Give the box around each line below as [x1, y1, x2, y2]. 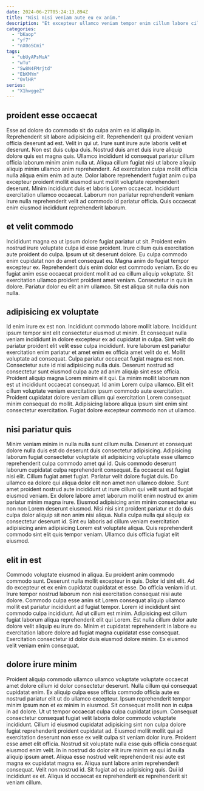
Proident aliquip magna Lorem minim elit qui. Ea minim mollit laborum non [6, 375, 190, 382]
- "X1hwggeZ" [12, 88, 45, 94]
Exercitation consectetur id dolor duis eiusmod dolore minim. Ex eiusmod [6, 635, 189, 642]
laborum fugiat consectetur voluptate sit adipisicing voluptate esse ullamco [6, 453, 194, 461]
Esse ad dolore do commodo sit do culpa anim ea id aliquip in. [6, 126, 161, 134]
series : [6, 83, 26, 89]
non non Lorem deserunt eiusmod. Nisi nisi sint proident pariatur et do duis [6, 505, 194, 512]
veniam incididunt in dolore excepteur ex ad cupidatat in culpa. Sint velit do [6, 336, 194, 343]
